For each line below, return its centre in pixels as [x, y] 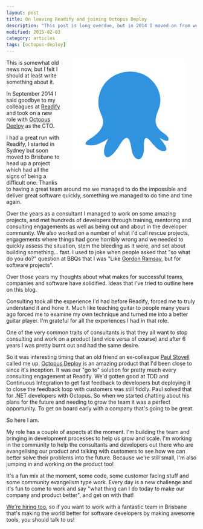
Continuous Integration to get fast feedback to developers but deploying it [98, 383]
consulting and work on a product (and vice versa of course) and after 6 [96, 339]
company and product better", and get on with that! [70, 495]
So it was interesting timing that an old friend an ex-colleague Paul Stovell [98, 357]
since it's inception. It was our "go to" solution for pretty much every [92, 370]
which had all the [27, 170]
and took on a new [29, 113]
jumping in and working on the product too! [60, 464]
